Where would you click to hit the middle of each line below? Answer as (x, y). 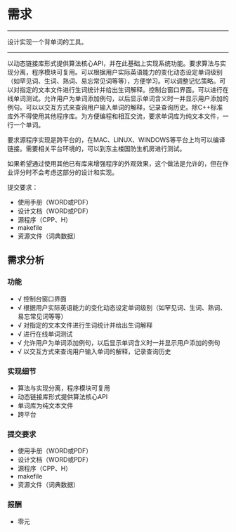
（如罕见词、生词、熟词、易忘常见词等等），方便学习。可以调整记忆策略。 (113, 81)
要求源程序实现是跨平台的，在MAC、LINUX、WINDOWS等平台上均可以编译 (116, 140)
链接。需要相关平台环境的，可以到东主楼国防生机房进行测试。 (97, 148)
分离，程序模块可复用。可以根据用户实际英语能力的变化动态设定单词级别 (118, 72)
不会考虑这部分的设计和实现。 (74, 172)
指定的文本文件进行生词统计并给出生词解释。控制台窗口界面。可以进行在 (124, 89)
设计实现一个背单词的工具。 (47, 41)
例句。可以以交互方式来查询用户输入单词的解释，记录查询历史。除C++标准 (115, 107)
